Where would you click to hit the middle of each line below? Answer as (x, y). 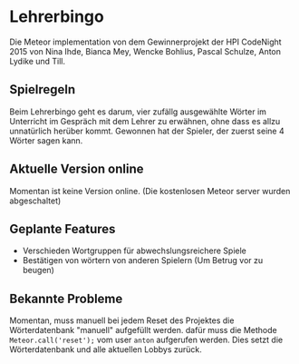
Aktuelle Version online (77, 169)
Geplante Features (63, 229)
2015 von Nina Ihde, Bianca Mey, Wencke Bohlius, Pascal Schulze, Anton (145, 51)
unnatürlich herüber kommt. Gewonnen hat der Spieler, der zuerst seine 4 (147, 131)
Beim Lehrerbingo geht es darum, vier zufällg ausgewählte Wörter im (138, 112)
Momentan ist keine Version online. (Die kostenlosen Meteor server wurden (150, 191)
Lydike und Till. (38, 61)
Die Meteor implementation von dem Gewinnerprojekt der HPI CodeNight (146, 42)
